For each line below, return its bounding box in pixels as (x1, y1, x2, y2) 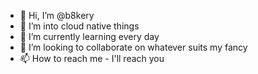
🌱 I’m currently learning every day (19, 31, 160, 42)
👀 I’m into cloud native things (19, 20, 140, 32)
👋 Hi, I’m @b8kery (19, 10, 95, 21)
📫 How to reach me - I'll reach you (19, 53, 165, 64)
